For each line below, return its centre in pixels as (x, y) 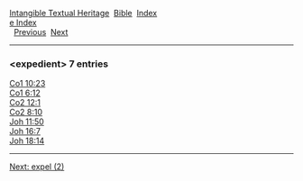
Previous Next (41, 32)
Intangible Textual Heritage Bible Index (83, 13)
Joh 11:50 (27, 122)
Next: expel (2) (37, 167)
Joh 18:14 (27, 141)
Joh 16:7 (25, 131)
